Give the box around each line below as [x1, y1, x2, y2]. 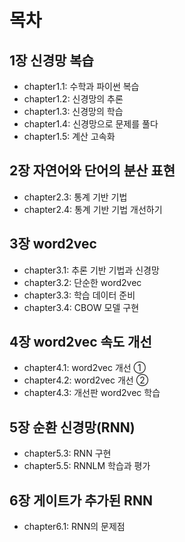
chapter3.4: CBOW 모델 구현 [23, 301, 140, 313]
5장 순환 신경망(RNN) [9, 419, 136, 436]
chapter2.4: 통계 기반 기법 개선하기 [23, 203, 163, 215]
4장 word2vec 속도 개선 [9, 334, 152, 351]
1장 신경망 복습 [9, 52, 94, 69]
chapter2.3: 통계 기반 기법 [23, 191, 128, 203]
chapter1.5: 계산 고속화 [23, 131, 116, 142]
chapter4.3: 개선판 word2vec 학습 [23, 387, 161, 399]
